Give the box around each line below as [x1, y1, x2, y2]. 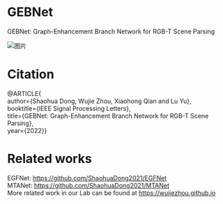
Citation [7, 67, 54, 82]
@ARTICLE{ [7, 89, 42, 97]
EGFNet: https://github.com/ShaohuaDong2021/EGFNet [7, 173, 167, 182]
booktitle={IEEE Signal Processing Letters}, [7, 104, 131, 112]
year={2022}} [7, 126, 47, 134]
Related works [7, 151, 92, 167]
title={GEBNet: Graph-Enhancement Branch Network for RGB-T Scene [7, 111, 209, 120]
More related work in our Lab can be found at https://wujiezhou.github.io [7, 189, 216, 197]
